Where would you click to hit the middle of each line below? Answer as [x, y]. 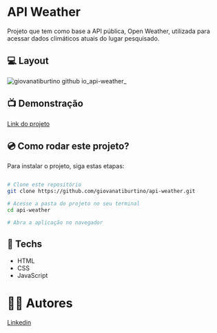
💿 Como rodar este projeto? [68, 146]
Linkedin [19, 322]
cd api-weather [29, 210]
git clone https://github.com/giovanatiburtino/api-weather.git [101, 191]
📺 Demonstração [45, 104]
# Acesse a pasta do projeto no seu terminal [73, 204]
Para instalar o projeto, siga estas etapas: [66, 166]
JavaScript [32, 275]
